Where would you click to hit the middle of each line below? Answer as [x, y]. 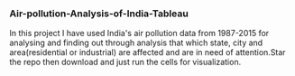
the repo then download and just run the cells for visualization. [125, 62]
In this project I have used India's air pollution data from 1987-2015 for [139, 33]
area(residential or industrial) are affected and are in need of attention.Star [147, 52]
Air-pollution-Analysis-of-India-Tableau [99, 14]
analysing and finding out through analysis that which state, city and [136, 43]
